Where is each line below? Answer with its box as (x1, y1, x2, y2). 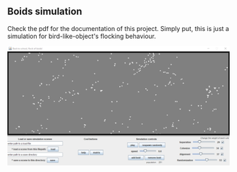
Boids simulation (7, 6, 83, 18)
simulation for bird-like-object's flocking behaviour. (7, 32, 157, 40)
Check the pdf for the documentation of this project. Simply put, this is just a (7, 24, 229, 32)
